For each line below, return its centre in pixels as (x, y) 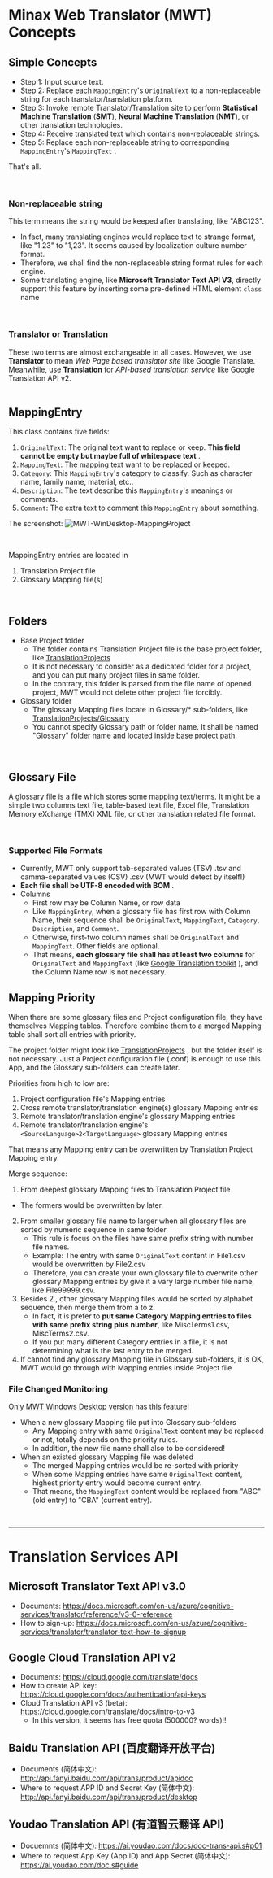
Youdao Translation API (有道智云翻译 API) (117, 1825)
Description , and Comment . (76, 929)
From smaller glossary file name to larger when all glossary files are (133, 1221)
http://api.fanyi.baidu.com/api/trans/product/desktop (108, 1797)
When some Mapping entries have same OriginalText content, (137, 1475)
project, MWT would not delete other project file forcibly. (127, 692)
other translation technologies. (71, 125)
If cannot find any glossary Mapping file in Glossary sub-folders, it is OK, (142, 1359)
